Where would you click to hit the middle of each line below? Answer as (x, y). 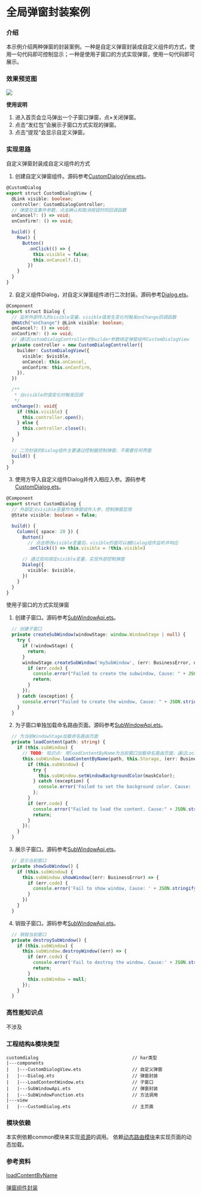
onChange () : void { (35, 406)
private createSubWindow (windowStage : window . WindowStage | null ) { (99, 635)
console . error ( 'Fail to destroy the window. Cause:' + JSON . (110, 963)
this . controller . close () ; (54, 428)
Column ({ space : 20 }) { (48, 531)
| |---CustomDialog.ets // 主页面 (80, 1106)
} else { (28, 423)
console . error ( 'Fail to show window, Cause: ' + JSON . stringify (115, 889)
